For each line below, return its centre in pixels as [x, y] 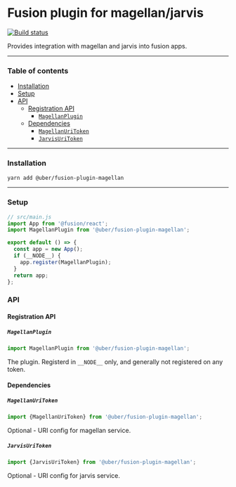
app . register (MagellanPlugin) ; [66, 262]
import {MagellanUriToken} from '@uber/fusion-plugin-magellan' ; [105, 417]
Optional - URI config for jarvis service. [64, 476]
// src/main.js [29, 217]
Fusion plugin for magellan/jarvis [105, 13]
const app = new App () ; [48, 249]
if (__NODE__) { [37, 256]
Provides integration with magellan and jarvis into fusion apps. [97, 46]
